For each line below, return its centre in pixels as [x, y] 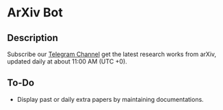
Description [32, 38]
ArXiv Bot [35, 13]
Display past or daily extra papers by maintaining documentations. [110, 99]
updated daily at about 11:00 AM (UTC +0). [67, 61]
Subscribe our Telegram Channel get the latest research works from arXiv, [112, 54]
